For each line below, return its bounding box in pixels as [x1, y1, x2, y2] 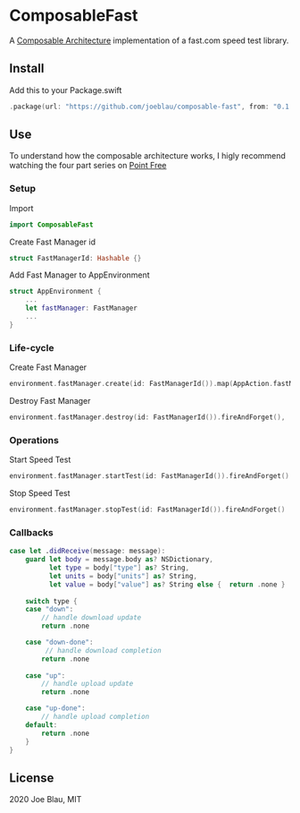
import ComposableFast [9, 220, 94, 229]
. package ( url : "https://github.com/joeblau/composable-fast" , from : [9, 102, 270, 111]
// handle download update [41, 613, 142, 622]
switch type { [25, 596, 78, 605]
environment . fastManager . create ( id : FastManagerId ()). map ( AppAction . [9, 380, 274, 389]
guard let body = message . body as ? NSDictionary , [25, 555, 214, 564]
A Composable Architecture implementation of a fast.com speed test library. [9, 35, 289, 46]
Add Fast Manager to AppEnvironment [9, 270, 150, 280]
